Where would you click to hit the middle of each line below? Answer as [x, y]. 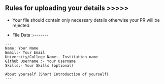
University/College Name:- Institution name [51, 57]
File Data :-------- [30, 35]
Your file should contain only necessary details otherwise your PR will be [86, 20]
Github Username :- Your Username [41, 61]
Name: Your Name [22, 48]
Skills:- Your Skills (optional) [39, 65]
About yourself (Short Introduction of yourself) [57, 74]
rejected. [21, 25]
